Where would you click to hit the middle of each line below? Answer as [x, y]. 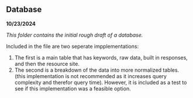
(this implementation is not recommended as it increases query [90, 76]
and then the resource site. [47, 64]
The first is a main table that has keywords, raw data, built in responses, [101, 57]
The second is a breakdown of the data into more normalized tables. [97, 70]
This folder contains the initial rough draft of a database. [75, 35]
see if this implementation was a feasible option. [73, 88]
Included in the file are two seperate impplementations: [73, 46]
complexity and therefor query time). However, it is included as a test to [101, 82]
